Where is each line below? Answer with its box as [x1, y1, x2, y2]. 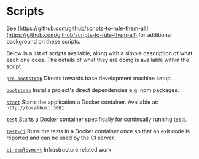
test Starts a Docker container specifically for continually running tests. [6, 115, 188, 123]
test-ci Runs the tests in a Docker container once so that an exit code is [6, 127, 190, 134]
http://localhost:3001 [6, 104, 64, 111]
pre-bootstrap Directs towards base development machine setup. [6, 74, 173, 82]
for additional [138, 31, 172, 38]
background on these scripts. [6, 37, 81, 45]
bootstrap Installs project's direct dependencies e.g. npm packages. [6, 86, 179, 93]
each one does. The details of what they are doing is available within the [6, 56, 189, 63]
